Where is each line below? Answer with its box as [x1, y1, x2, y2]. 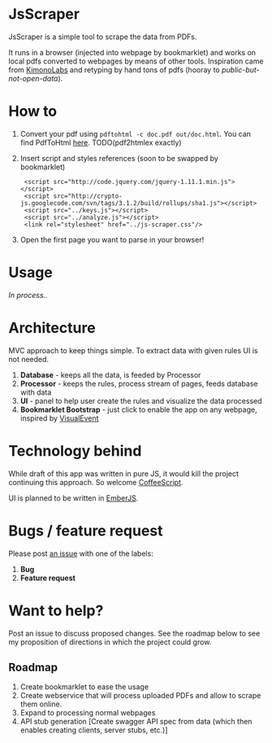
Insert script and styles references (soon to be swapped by [19, 153, 219, 163]
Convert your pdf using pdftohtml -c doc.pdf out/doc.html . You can [19, 129, 252, 138]
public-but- [222, 64, 260, 74]
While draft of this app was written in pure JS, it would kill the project [8, 469, 240, 479]
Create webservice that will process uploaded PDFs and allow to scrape [19, 691, 261, 701]
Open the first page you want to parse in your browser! [19, 234, 205, 244]
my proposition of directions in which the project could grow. [8, 636, 212, 647]
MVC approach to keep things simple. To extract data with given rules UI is [8, 345, 258, 355]
